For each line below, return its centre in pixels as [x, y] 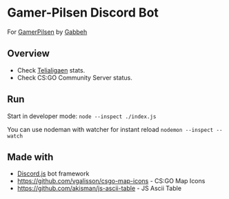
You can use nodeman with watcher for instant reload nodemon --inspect [110, 129]
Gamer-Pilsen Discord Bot [83, 13]
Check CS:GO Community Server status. [74, 77]
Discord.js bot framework [53, 173]
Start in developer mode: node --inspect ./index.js [82, 116]
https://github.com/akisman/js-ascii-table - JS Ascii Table [99, 189]
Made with [30, 157]
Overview [29, 54]
